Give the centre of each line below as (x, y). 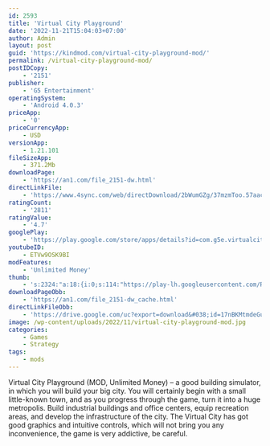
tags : (17, 352)
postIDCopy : (28, 68)
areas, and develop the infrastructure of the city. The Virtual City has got (129, 416)
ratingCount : (30, 203)
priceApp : (25, 113)
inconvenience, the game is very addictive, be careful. (98, 433)
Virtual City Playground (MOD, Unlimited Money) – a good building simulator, (135, 382)
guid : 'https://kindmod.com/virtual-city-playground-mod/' (109, 53)
